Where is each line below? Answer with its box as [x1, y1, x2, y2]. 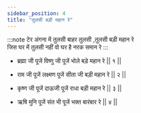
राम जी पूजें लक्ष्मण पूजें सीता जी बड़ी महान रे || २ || [16, 70, 127, 79]
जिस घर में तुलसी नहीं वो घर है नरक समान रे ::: [7, 42, 109, 51]
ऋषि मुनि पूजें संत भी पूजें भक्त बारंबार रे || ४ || [16, 97, 118, 106]
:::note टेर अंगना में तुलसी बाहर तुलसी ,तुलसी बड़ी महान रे [7, 35, 135, 43]
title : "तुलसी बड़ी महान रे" [7, 16, 73, 23]
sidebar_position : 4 [7, 10, 66, 17]
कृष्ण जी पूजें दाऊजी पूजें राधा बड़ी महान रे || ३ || [16, 84, 122, 92]
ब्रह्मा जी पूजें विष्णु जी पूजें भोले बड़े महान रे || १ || [16, 56, 122, 65]
